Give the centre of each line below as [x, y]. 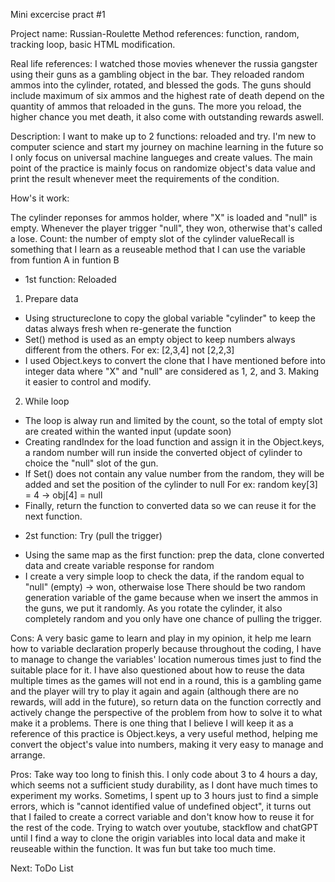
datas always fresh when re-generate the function [128, 328]
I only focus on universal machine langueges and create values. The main [161, 157]
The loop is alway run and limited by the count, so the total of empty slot [173, 420]
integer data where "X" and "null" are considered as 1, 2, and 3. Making [172, 371]
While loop [47, 401]
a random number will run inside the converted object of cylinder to [163, 452]
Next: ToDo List [42, 868]
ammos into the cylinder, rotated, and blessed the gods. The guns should [161, 85]
